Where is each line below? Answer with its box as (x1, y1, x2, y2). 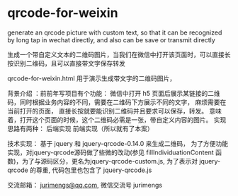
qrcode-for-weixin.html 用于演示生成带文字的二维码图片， (7, 74, 176, 82)
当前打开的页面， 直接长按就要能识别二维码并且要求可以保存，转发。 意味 (7, 106, 222, 115)
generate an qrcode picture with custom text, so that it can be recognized (7, 28, 222, 37)
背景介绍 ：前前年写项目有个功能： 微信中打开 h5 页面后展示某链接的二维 (7, 89, 221, 97)
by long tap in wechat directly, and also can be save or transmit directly (7, 35, 216, 44)
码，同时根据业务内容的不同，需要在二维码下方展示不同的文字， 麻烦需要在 (7, 97, 227, 106)
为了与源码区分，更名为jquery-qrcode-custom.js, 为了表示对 (22, 157, 198, 165)
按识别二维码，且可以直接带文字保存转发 (7, 59, 125, 68)
